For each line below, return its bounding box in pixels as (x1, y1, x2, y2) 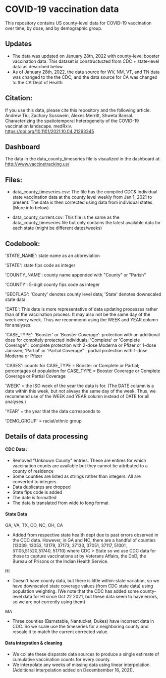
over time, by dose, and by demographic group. (5, 25, 103, 31)
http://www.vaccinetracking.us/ (5, 161, 70, 167)
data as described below (12, 63, 63, 69)
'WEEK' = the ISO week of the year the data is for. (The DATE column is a (5, 383, 154, 389)
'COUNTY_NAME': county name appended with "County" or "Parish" (5, 272, 146, 277)
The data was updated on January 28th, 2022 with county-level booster (12, 53, 160, 59)
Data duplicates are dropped (12, 484, 71, 490)
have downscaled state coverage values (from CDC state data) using (12, 583, 154, 589)
